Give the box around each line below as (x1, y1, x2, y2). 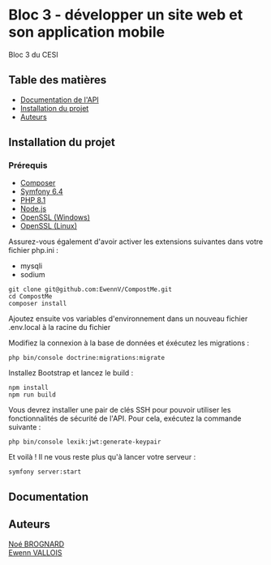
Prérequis (8, 160, 48, 171)
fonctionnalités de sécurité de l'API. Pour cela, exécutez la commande (8, 413, 242, 423)
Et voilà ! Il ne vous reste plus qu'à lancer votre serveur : (8, 452, 196, 462)
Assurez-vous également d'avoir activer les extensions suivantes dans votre (8, 237, 264, 246)
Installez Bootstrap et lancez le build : (8, 368, 134, 378)
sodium (19, 270, 46, 280)
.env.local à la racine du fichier (8, 323, 111, 332)
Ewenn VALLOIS (8, 547, 62, 557)
